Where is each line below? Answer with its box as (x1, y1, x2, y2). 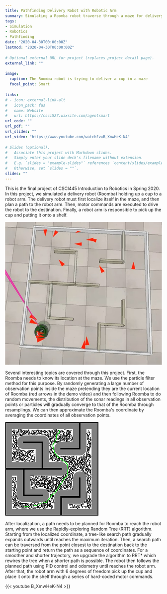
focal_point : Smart (9, 82, 50, 87)
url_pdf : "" (5, 124, 30, 129)
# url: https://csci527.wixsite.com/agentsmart (5, 113, 110, 118)
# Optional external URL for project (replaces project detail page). (5, 55, 155, 60)
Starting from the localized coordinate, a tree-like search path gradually (5, 531, 152, 537)
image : (5, 71, 19, 76)
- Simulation (5, 24, 32, 29)
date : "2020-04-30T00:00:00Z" (5, 40, 68, 45)
